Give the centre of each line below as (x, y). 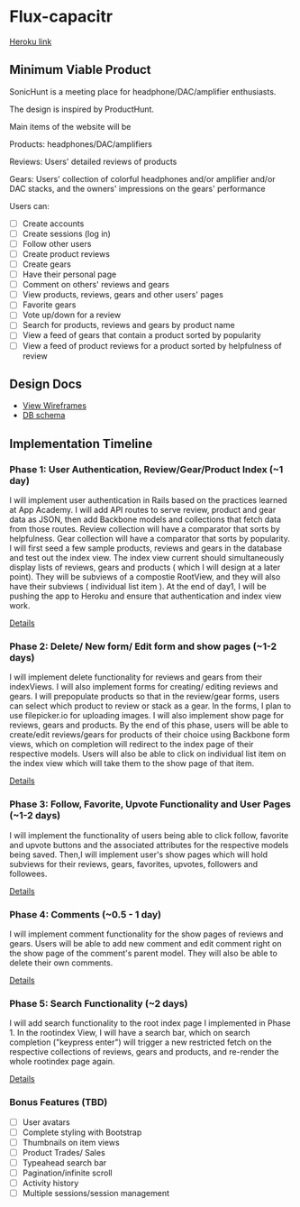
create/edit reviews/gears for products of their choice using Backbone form (150, 735)
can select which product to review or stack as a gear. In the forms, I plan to (150, 706)
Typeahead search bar (64, 1162)
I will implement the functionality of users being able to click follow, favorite (149, 835)
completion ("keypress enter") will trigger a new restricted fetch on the (141, 1042)
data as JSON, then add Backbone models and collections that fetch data (145, 519)
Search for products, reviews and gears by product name (129, 325)
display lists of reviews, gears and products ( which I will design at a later (145, 567)
